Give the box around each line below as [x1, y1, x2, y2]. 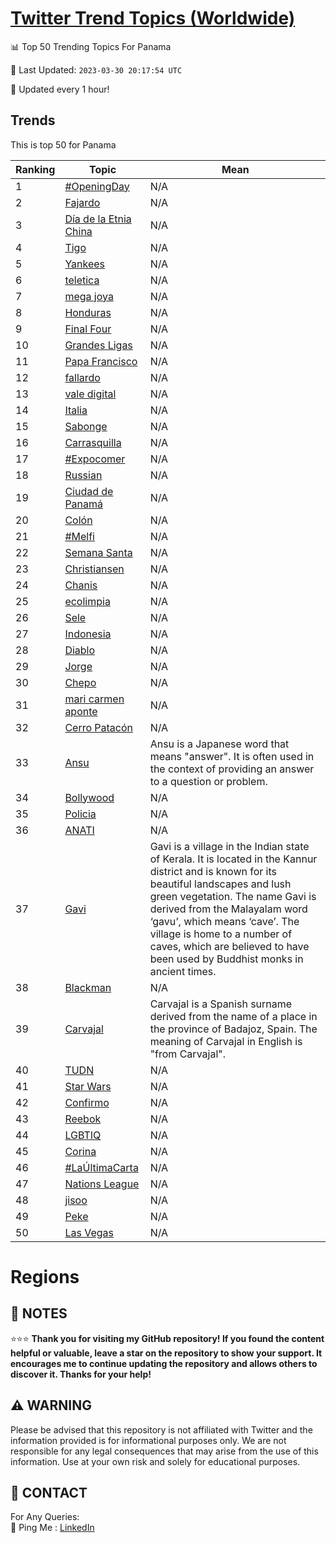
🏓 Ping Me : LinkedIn [10, 1522, 95, 1534]
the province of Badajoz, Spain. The [149, 1022, 318, 1036]
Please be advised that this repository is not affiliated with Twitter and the [10, 1423, 313, 1436]
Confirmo [64, 1095, 110, 1109]
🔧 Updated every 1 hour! [10, 83, 110, 95]
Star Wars [64, 1079, 112, 1093]
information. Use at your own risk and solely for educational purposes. [10, 1455, 301, 1467]
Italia [64, 403, 88, 417]
